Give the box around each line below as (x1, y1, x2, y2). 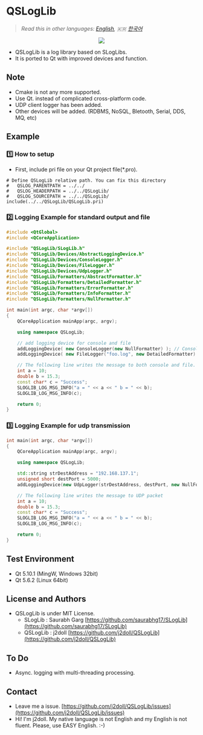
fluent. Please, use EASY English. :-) (14, 722, 106, 729)
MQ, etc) (14, 114, 37, 121)
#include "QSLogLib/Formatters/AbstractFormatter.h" (6, 274, 142, 280)
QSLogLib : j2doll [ (24, 629, 71, 637)
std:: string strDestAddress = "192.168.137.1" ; (17, 470, 139, 477)
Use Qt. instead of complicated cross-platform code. (14, 95, 147, 102)
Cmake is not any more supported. (14, 88, 101, 95)
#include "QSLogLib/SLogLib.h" (6, 246, 85, 252)
